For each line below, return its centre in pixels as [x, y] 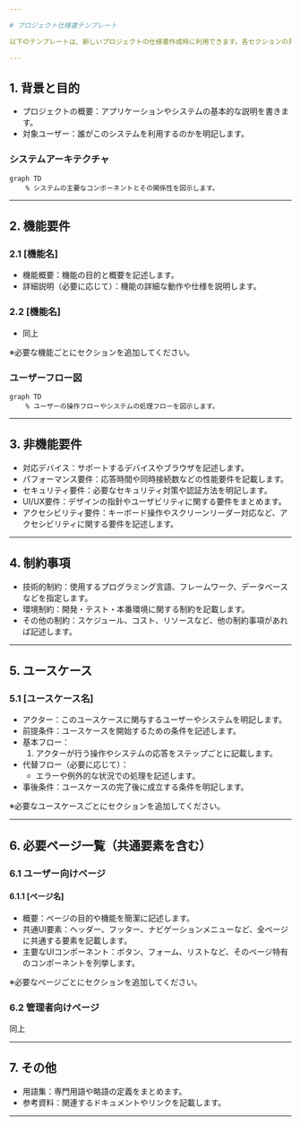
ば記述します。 [50, 631]
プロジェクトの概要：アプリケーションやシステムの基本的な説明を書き [152, 111]
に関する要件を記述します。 [128, 524]
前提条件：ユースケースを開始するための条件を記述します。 [131, 731]
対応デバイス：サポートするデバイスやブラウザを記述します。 [135, 467]
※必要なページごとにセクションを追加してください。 [106, 982]
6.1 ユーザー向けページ [57, 873]
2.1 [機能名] [34, 254]
